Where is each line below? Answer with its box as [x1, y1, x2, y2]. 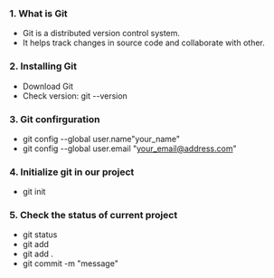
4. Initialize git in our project [9, 166, 135, 178]
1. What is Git [9, 7, 68, 20]
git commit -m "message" [22, 258, 119, 269]
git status [22, 229, 58, 240]
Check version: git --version [22, 90, 128, 101]
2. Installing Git [9, 60, 78, 72]
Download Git [22, 81, 74, 91]
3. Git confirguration [9, 112, 100, 125]
